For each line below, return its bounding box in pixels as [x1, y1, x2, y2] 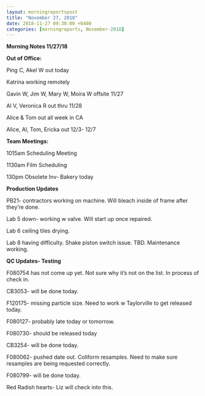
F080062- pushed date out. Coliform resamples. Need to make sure [6, 353, 178, 361]
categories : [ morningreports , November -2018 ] [6, 26, 124, 32]
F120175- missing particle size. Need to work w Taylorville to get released [6, 299, 192, 307]
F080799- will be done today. [6, 372, 81, 379]
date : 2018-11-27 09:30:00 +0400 [6, 20, 92, 26]
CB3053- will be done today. [6, 288, 79, 295]
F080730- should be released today [6, 330, 97, 337]
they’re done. [6, 203, 40, 211]
